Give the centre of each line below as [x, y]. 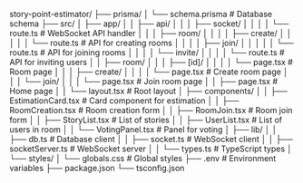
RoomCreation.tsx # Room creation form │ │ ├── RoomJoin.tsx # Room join [151, 110]
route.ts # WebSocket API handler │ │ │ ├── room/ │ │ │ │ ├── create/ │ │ [151, 33]
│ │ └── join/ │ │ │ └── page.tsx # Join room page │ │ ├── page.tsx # [144, 81]
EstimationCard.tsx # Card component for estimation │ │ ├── [124, 101]
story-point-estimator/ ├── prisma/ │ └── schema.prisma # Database [141, 14]
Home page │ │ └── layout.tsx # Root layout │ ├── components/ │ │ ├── [149, 91]
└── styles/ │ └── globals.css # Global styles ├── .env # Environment [143, 158]
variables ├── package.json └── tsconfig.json [97, 168]
